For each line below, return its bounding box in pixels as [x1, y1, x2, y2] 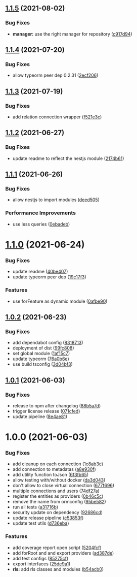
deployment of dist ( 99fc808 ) [12, 345, 74, 351]
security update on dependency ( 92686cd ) [12, 509, 103, 516]
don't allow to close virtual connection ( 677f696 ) [12, 483, 115, 489]
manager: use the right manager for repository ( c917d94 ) [12, 30, 132, 37]
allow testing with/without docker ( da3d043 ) [12, 477, 106, 483]
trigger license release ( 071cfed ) [12, 408, 80, 414]
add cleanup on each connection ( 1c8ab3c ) [12, 461, 104, 467]
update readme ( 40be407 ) [12, 269, 68, 275]
